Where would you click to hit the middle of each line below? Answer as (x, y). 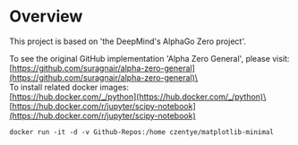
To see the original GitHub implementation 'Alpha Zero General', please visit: (149, 58)
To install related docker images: (69, 87)
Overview (46, 17)
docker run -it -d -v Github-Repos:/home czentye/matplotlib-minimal (142, 132)
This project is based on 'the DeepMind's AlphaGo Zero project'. (128, 41)
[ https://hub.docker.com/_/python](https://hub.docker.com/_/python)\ (138, 97)
